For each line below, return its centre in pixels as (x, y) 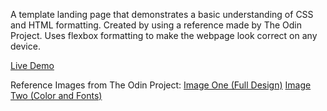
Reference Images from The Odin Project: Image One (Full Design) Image (161, 85)
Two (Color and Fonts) (56, 95)
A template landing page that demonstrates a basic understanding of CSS (162, 14)
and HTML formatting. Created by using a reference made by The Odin (156, 25)
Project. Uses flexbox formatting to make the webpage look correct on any (164, 35)
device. (25, 46)
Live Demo (32, 65)
